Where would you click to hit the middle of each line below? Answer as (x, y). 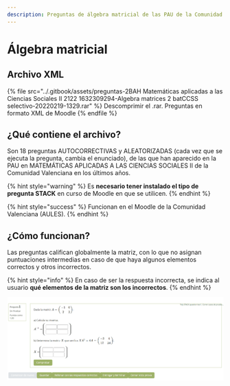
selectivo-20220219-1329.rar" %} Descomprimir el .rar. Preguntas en (105, 106)
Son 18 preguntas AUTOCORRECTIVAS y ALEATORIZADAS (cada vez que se (115, 151)
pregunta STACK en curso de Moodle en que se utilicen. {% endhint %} (109, 194)
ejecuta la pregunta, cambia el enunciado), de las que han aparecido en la (112, 159)
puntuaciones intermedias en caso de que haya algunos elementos (102, 260)
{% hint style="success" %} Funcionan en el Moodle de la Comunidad (106, 207)
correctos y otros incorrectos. (49, 267)
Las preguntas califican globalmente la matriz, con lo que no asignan (104, 252)
